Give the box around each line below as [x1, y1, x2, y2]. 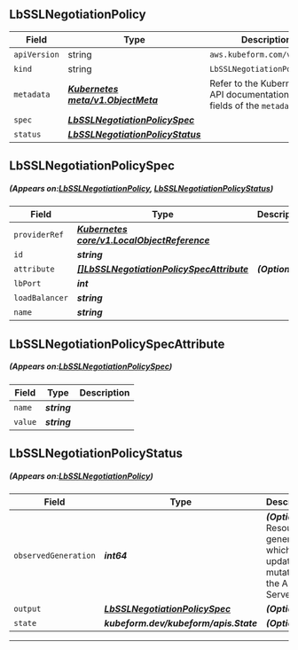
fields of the [209, 99, 260, 112]
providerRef [13, 230, 65, 240]
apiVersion [13, 49, 59, 59]
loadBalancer [13, 293, 69, 303]
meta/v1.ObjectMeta [67, 93, 158, 106]
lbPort [13, 278, 42, 289]
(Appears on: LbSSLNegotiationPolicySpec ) [9, 361, 173, 372]
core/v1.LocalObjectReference [76, 234, 210, 247]
